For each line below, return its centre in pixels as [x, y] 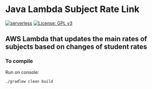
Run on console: [22, 72]
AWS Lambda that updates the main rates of [76, 39]
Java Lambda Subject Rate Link [72, 9]
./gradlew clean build [29, 81]
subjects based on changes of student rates [76, 47]
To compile [19, 61]
